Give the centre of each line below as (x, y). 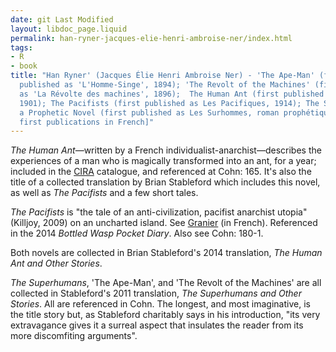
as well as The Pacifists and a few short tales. (104, 193)
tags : (21, 47)
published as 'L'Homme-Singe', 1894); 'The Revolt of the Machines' (165, 85)
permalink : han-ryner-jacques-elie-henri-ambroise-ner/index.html (151, 38)
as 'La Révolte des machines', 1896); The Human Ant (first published (172, 94)
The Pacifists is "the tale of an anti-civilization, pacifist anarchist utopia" (159, 212)
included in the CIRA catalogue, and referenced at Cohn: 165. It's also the (161, 172)
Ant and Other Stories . (56, 263)
